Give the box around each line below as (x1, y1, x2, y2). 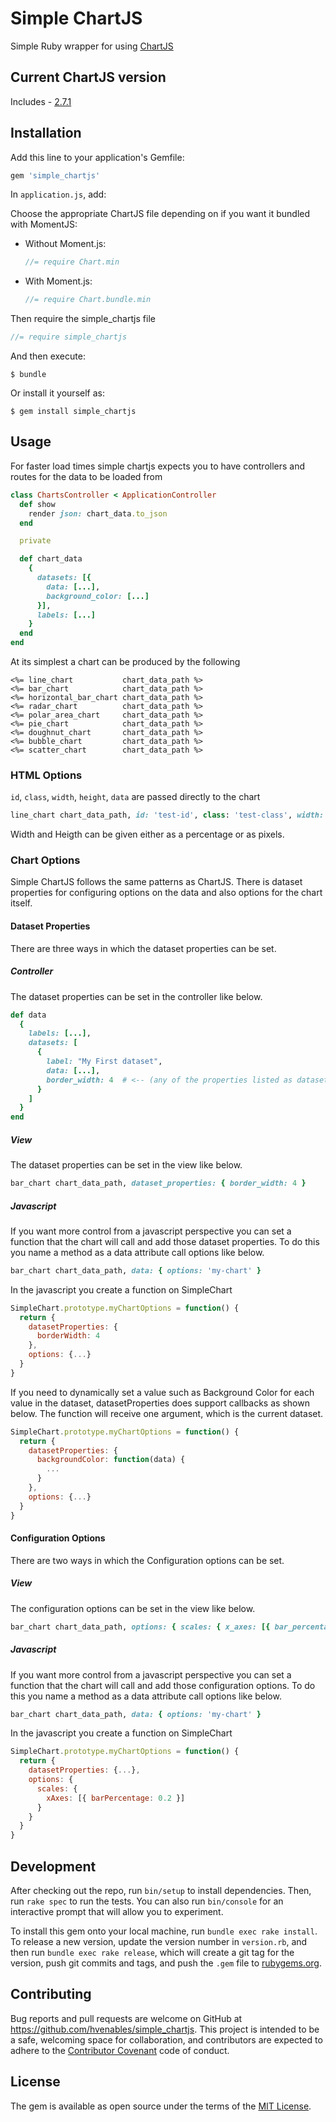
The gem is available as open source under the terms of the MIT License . (10, 2100, 312, 2112)
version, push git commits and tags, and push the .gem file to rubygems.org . (10, 1957, 323, 1969)
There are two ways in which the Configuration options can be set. (10, 1554, 285, 1566)
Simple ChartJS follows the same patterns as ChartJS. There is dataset (10, 876, 303, 888)
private (19, 536, 52, 546)
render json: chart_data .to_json (28, 508, 168, 519)
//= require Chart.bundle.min (24, 295, 152, 305)
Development (10, 1858, 97, 1875)
